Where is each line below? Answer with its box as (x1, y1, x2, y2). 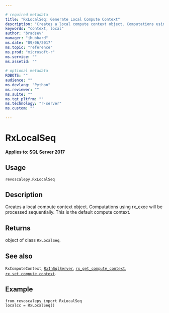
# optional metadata (5, 69, 49, 74)
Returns (5, 224, 31, 232)
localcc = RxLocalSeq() (5, 303, 55, 308)
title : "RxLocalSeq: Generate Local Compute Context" (5, 17, 121, 22)
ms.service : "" (5, 54, 37, 59)
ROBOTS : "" (5, 73, 28, 78)
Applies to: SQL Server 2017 (5, 149, 65, 155)
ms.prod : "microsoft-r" (5, 49, 55, 54)
